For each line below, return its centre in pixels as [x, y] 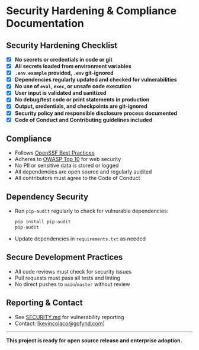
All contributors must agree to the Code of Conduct [77, 178]
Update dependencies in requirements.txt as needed [80, 239]
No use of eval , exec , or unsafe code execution [73, 86]
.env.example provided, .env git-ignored [64, 73]
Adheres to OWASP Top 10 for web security [68, 159]
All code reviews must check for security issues [73, 271]
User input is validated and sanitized [60, 93]
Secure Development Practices [65, 257]
